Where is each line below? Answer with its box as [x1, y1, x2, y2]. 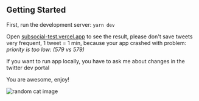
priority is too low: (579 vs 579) [6, 46, 85, 53]
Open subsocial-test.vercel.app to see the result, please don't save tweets [6, 33, 193, 40]
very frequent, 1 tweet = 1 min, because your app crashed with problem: [6, 39, 187, 46]
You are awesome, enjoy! [6, 75, 70, 83]
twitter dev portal [6, 64, 50, 71]
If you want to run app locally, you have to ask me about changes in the [6, 57, 186, 64]
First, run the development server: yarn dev [6, 21, 115, 28]
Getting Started [6, 5, 66, 15]
